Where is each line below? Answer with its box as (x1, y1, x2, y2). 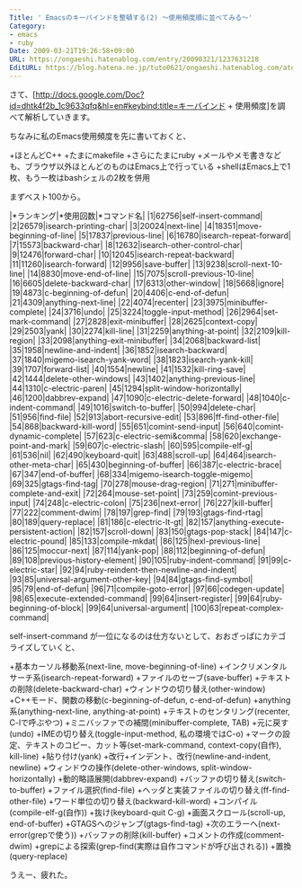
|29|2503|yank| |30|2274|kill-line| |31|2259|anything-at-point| (9, 325, 240, 336)
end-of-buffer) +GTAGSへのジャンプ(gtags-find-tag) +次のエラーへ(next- (9, 818, 281, 829)
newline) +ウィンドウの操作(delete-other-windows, (9, 761, 200, 773)
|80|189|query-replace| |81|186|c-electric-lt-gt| (9, 516, 184, 527)
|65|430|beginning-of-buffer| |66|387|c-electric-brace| (75, 459, 282, 470)
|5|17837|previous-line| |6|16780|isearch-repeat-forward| (78, 230, 292, 241)
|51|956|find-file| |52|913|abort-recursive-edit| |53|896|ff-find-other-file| (9, 411, 280, 422)
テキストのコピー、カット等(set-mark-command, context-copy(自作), (24, 739, 281, 750)
